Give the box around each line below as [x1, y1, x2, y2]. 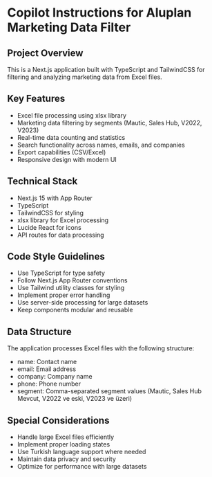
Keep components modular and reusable [17, 306, 133, 314]
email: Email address [17, 365, 77, 373]
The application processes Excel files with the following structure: [7, 344, 195, 352]
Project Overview [7, 47, 84, 59]
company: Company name [17, 372, 93, 381]
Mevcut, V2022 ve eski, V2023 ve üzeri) [17, 395, 133, 403]
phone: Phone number [17, 379, 81, 388]
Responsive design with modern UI [17, 155, 117, 163]
